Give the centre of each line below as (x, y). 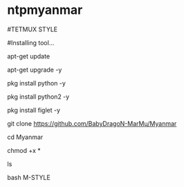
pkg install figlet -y (34, 110)
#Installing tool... (31, 42)
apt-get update (29, 56)
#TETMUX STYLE (32, 29)
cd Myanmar (25, 137)
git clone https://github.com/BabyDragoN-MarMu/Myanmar (92, 123)
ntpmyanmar (45, 10)
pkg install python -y (36, 83)
